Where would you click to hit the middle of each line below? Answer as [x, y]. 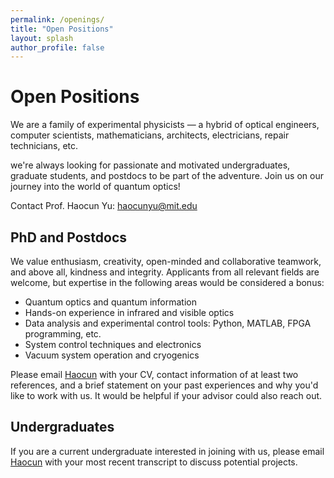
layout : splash [42, 38]
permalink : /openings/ [57, 19]
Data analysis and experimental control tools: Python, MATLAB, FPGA [168, 323]
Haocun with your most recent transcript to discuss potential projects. [154, 462]
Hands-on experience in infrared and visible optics [129, 312]
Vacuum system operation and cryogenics [112, 355]
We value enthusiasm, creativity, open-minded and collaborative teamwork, [166, 261]
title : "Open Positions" [62, 29]
